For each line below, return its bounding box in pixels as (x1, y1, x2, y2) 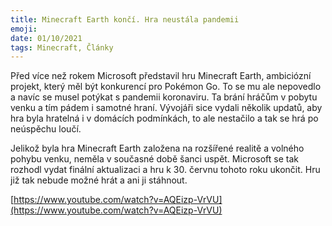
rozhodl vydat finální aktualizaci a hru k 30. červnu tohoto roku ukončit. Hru (10, 164, 321, 176)
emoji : (10, 24, 38, 34)
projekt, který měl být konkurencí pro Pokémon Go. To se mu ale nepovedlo (10, 81, 322, 93)
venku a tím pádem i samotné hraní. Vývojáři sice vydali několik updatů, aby (10, 102, 323, 114)
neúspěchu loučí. (10, 123, 82, 135)
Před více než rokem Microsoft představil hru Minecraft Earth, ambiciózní (10, 70, 312, 82)
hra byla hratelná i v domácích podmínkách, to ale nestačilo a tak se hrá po (10, 112, 319, 125)
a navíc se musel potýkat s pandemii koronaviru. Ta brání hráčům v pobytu (10, 91, 318, 103)
